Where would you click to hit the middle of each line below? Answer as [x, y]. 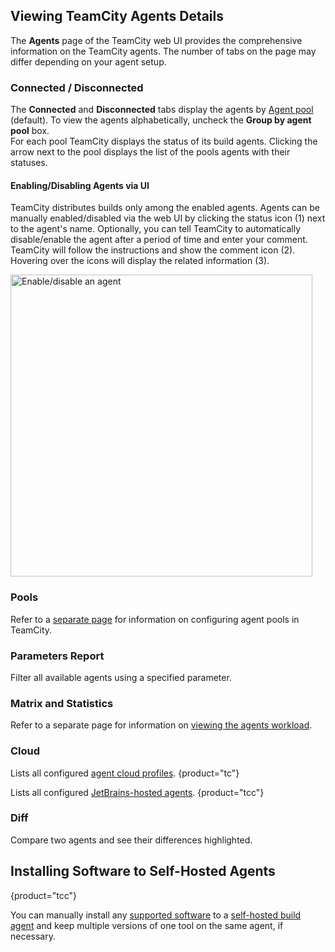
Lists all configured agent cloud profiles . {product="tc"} [125, 773]
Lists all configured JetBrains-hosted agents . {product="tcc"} [137, 792]
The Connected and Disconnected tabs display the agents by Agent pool [162, 110]
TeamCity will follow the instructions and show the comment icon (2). [153, 250]
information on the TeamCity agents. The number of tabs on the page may [163, 51]
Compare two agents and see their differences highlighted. [131, 840]
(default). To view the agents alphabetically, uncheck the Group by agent [161, 120]
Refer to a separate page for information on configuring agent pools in [155, 619]
